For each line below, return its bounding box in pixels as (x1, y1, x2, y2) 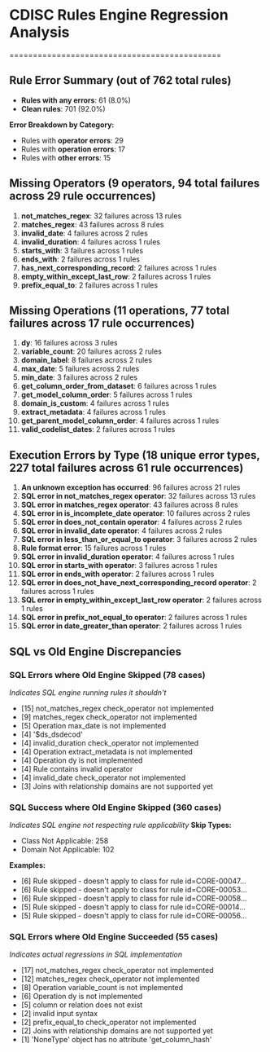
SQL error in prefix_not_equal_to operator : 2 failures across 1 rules (20, 613, 247, 623)
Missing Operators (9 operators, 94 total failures (9, 177, 260, 191)
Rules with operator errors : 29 (20, 135, 124, 145)
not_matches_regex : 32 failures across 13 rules (20, 210, 182, 221)
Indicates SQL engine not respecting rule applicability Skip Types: (9, 821, 233, 830)
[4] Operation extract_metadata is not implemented (20, 746, 194, 756)
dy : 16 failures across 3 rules (20, 338, 118, 348)
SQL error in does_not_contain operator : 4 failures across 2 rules (20, 517, 242, 527)
